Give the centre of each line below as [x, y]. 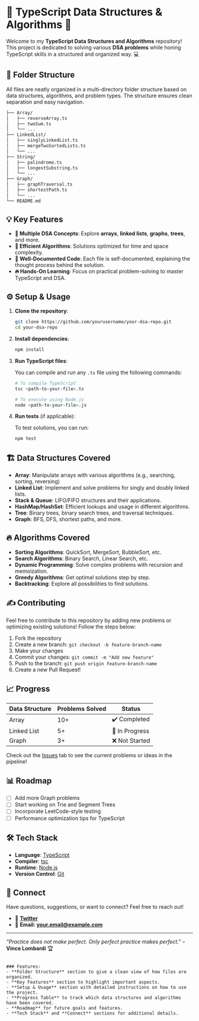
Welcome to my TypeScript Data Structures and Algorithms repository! [94, 41]
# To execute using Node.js [49, 400]
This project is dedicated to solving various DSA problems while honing [94, 47]
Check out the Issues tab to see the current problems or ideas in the [89, 755]
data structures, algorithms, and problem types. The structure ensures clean [99, 95]
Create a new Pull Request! [48, 669]
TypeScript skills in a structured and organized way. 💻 [73, 54]
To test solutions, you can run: [52, 428]
